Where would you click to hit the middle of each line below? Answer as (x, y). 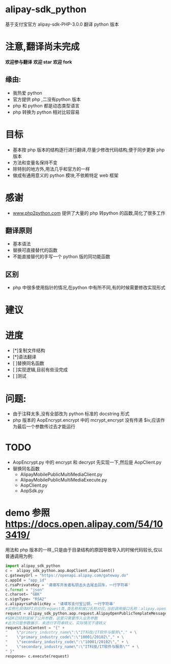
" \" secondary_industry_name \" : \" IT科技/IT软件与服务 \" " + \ (72, 647)
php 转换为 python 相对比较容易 (46, 112)
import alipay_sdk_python (33, 566)
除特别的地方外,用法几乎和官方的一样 (51, 169)
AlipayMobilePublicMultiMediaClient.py (61, 474)
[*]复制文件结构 (29, 351)
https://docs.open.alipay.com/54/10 (84, 524)
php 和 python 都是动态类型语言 (46, 105)
